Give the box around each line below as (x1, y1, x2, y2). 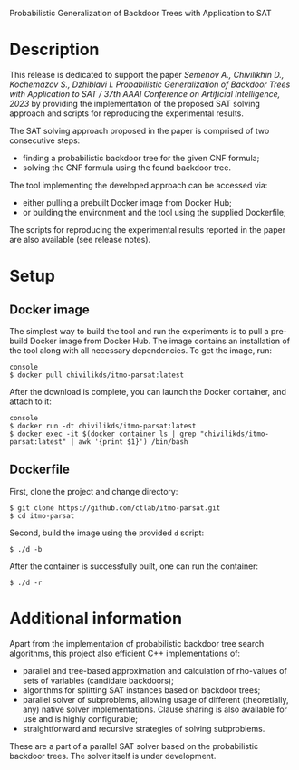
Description (9, 40, 100, 60)
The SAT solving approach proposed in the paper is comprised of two (9, 125, 270, 136)
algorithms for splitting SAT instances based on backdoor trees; (22, 684, 261, 696)
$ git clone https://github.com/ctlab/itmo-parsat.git (9, 503, 221, 513)
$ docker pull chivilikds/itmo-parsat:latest (9, 371, 184, 380)
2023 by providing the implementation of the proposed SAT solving (9, 98, 261, 109)
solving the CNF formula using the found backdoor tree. (22, 162, 231, 173)
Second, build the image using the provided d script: (9, 527, 205, 538)
